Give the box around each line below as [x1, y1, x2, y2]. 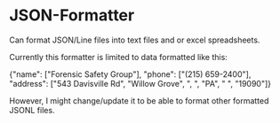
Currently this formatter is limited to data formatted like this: [9, 51, 228, 62]
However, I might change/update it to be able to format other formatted [9, 95, 269, 106]
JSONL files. [9, 104, 55, 115]
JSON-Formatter [9, 5, 135, 26]
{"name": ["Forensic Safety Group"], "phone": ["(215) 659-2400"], [9, 68, 252, 80]
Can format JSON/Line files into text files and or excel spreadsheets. [9, 35, 260, 45]
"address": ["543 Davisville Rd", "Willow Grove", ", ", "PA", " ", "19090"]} [9, 78, 272, 88]
